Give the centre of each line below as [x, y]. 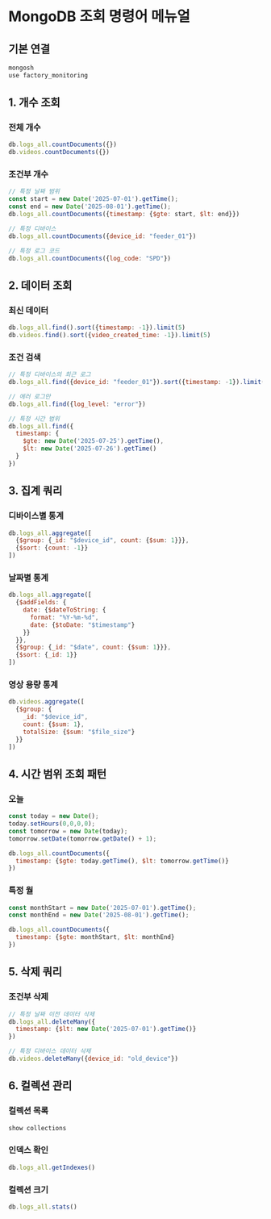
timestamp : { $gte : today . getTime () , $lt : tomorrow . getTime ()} [122, 861]
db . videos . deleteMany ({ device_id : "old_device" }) [94, 1059]
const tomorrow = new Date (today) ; [68, 831]
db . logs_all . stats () [43, 1207]
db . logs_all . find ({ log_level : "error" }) [77, 404]
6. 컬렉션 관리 [40, 1086]
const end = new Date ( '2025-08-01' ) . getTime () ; [90, 207]
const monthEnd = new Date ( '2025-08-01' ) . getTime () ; [99, 915]
